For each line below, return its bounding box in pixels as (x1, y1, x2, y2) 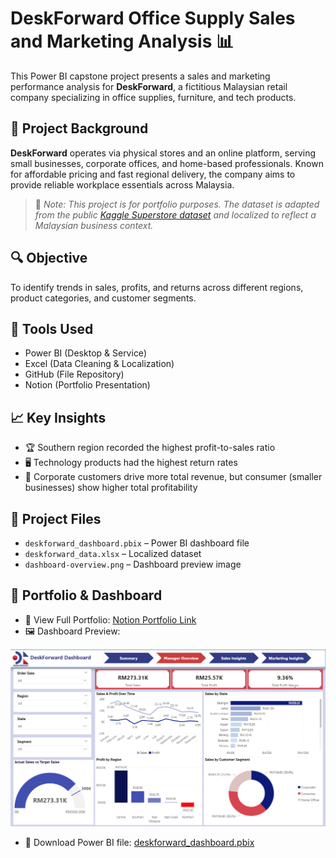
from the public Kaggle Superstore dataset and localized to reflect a (34, 208, 317, 221)
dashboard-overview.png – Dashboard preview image (24, 558, 242, 570)
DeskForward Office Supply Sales (10, 7, 296, 30)
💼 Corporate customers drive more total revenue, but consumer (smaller (24, 471, 323, 483)
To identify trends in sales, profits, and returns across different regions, (10, 281, 304, 293)
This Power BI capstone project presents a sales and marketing (10, 70, 271, 82)
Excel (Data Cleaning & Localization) (24, 358, 175, 370)
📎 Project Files (10, 510, 102, 527)
